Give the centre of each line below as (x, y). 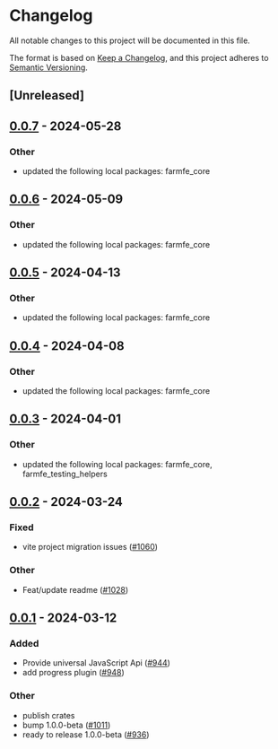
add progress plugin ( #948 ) (74, 673)
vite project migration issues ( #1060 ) (90, 547)
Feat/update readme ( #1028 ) (75, 589)
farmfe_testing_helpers (65, 474)
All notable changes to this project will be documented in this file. (130, 40)
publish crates (48, 715)
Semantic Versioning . (48, 67)
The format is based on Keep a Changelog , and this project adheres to (139, 57)
